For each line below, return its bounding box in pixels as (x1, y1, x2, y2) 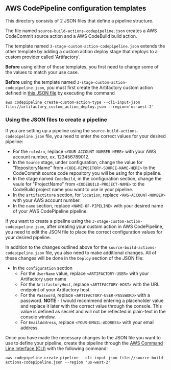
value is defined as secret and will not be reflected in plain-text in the (20, 309, 166, 315)
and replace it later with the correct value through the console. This (20, 303, 162, 309)
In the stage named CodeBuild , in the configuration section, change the (12, 176, 162, 182)
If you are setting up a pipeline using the (5, 128, 90, 134)
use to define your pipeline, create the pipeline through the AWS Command (5, 340, 163, 346)
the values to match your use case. (5, 69, 79, 75)
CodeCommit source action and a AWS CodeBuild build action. (5, 33, 137, 39)
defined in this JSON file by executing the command (5, 89, 115, 96)
